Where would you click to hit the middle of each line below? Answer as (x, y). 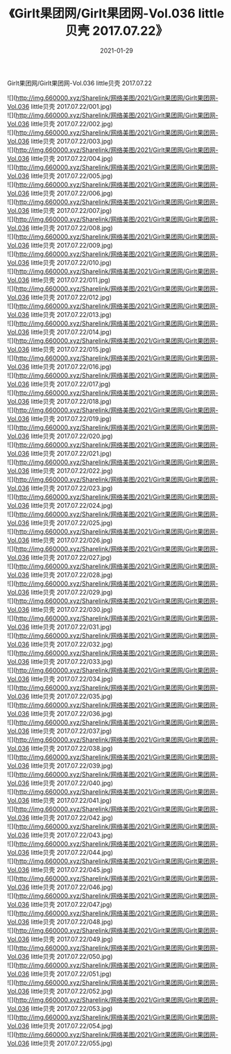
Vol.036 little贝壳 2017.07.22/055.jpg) (60, 1043)
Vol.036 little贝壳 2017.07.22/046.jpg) (60, 887)
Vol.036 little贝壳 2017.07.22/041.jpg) (60, 800)
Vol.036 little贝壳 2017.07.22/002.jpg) (60, 124)
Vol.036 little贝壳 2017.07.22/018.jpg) (60, 401)
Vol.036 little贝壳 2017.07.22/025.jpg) (60, 522)
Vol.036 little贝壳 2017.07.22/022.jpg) (60, 470)
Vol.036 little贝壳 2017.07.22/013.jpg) (60, 314)
